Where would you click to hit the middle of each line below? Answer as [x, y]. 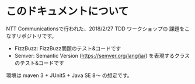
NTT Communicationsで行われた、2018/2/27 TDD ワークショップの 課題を [95, 29]
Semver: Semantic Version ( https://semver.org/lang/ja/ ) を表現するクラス [102, 55]
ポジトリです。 [39, 36]
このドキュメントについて [67, 11]
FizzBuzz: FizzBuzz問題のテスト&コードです [68, 48]
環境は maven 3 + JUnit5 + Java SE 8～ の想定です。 [69, 75]
